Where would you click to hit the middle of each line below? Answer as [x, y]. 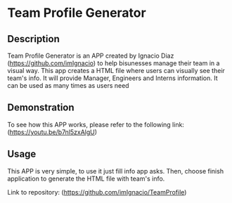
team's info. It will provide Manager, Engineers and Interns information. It [112, 78]
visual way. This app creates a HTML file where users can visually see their [116, 71]
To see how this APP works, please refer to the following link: [96, 124]
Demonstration [41, 108]
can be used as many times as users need [68, 85]
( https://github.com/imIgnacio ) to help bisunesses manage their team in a [114, 63]
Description [33, 39]
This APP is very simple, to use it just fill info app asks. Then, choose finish [115, 171]
